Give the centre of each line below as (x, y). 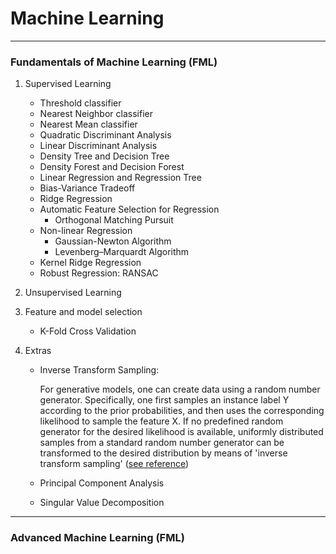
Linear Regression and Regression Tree (120, 178)
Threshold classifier (80, 103)
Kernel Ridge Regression (90, 263)
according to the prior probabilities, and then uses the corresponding (182, 411)
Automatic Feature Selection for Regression (129, 209)
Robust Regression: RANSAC (99, 273)
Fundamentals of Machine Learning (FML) (114, 62)
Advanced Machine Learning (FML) (97, 538)
